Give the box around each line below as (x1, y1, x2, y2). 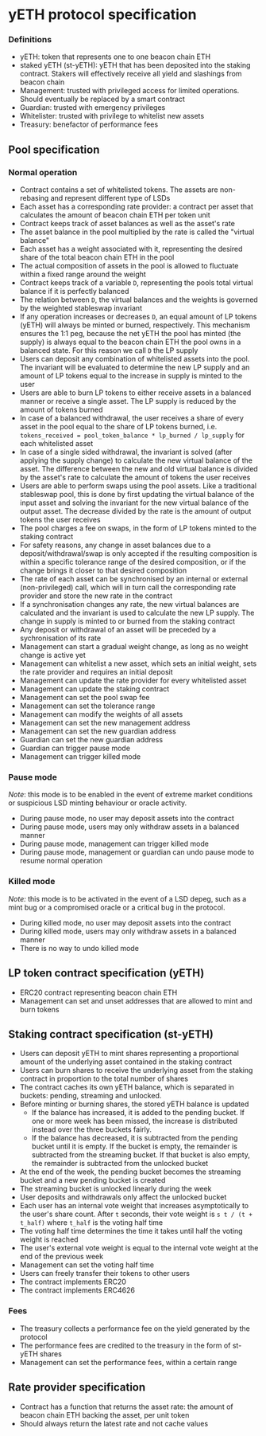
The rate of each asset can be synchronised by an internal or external (19, 574, 249, 584)
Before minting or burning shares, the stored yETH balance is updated (19, 1099, 249, 1109)
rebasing (19, 194, 49, 203)
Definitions (8, 34, 52, 45)
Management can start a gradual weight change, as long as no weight (19, 642, 249, 651)
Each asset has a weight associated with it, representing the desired (19, 245, 243, 254)
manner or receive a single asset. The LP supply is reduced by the (19, 397, 237, 406)
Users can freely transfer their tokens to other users (19, 1269, 191, 1278)
